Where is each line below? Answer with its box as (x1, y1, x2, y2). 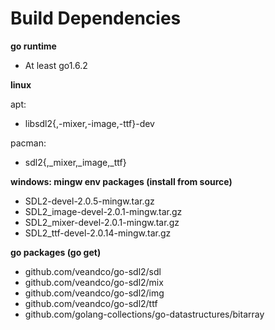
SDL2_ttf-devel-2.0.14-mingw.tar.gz (24, 227, 172, 239)
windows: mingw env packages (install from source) (10, 175, 233, 187)
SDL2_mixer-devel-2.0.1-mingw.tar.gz (24, 216, 180, 228)
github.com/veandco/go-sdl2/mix (24, 276, 164, 288)
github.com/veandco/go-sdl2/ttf (24, 297, 158, 309)
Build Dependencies (10, 7, 182, 30)
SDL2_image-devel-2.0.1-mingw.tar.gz (24, 205, 183, 217)
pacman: (10, 137, 47, 149)
